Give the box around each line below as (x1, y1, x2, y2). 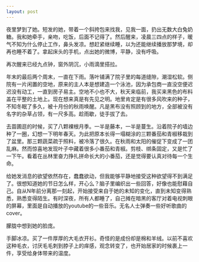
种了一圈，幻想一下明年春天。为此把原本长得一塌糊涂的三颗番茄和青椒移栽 (6, 130, 188, 137)
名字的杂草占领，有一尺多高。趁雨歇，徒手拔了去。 (6, 110, 131, 117)
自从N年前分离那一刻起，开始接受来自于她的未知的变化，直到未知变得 (16, 187, 187, 194)
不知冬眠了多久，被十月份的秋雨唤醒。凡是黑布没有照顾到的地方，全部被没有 (6, 103, 193, 110)
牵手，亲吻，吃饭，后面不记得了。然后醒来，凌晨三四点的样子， (31, 33, 188, 40)
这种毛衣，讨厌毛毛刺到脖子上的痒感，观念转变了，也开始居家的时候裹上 (6, 242, 182, 249)
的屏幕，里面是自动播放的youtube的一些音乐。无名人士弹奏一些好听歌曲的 (6, 202, 187, 209)
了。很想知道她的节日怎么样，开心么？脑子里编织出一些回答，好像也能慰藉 (6, 180, 188, 187)
